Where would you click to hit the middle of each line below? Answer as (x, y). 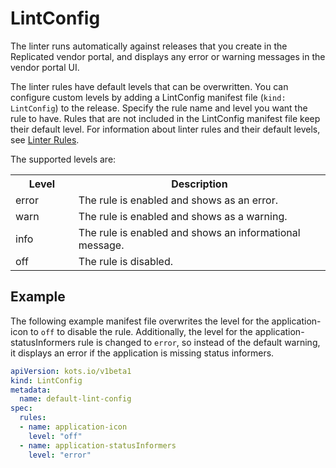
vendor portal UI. (45, 67)
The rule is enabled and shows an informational (189, 232)
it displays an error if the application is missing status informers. (142, 353)
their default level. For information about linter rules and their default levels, (165, 129)
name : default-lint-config (75, 399)
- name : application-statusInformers (98, 445)
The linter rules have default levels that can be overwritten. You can (149, 86)
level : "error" (60, 455)
